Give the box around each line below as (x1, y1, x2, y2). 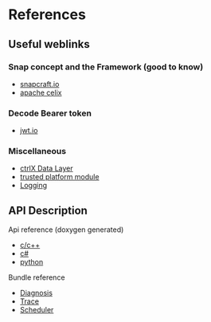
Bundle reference (8, 273, 65, 282)
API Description (8, 203, 88, 217)
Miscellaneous (8, 146, 66, 157)
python (19, 257, 44, 267)
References (8, 6, 86, 24)
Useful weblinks (8, 37, 90, 51)
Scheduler (19, 305, 54, 315)
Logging (19, 181, 48, 190)
